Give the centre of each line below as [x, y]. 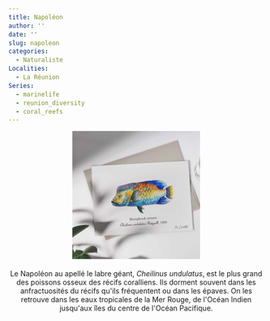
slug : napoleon [34, 43]
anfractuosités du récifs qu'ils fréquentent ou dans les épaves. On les [136, 291]
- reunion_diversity [50, 103]
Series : [21, 85]
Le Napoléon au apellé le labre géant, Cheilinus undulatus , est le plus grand [136, 274]
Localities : [28, 69]
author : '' [27, 26]
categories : [28, 52]
